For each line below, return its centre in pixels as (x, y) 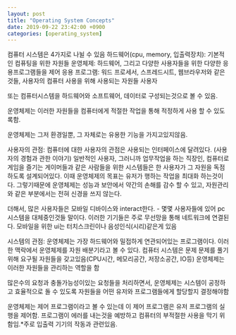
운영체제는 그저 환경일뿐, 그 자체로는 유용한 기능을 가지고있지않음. (98, 135)
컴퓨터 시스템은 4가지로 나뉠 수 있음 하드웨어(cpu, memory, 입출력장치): (107, 54)
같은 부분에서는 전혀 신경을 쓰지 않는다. (68, 194)
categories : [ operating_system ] (55, 33)
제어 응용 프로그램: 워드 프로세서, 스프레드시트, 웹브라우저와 (131, 72)
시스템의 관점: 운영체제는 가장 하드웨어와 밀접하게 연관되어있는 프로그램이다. (112, 241)
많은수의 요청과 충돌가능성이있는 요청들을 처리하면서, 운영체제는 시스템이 (107, 283)
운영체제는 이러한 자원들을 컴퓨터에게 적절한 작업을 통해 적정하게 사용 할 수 (110, 111)
